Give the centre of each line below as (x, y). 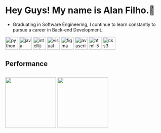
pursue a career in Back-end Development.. (58, 29)
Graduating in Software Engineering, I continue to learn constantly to (84, 24)
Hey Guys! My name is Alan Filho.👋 (80, 10)
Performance (27, 64)
